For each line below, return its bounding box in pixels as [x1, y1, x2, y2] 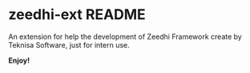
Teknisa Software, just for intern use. [8, 40, 130, 49]
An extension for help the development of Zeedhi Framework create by [8, 32, 242, 41]
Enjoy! [8, 56, 30, 65]
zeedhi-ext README [8, 6, 146, 24]
